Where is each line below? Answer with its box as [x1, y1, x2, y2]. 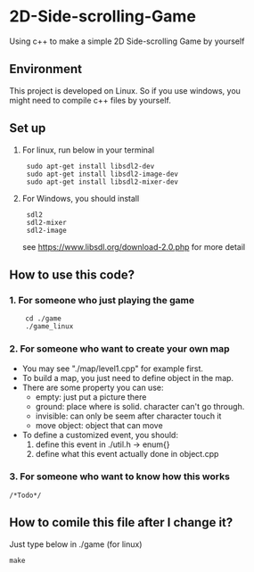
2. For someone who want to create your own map [9, 343, 230, 355]
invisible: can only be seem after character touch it [35, 410, 222, 421]
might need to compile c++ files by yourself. [9, 95, 171, 105]
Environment [9, 62, 83, 77]
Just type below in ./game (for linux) [9, 538, 143, 550]
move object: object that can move [35, 419, 163, 430]
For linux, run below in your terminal [21, 145, 154, 155]
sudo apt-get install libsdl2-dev [26, 162, 155, 170]
